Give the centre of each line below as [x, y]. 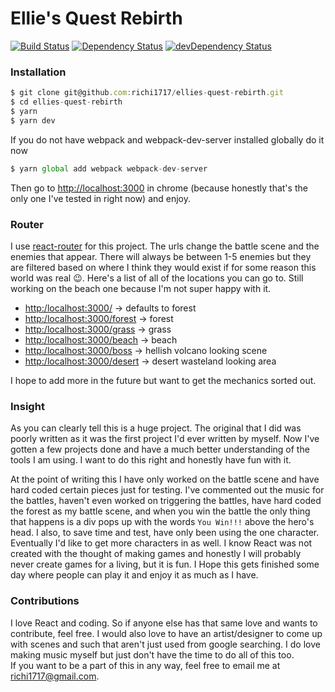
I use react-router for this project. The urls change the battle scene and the [165, 246]
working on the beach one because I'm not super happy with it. [141, 288]
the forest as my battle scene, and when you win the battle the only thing [160, 511]
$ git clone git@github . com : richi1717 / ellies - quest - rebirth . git [147, 93]
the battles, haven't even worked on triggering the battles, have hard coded [166, 501]
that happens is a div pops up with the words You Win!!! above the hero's [162, 522]
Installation [38, 72]
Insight [27, 406]
